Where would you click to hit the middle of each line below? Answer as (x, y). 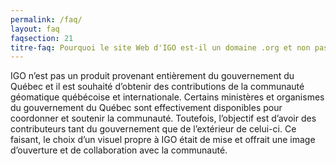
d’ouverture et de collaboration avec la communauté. (119, 150)
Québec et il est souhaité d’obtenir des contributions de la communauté (157, 87)
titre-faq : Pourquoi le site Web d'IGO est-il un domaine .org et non (160, 47)
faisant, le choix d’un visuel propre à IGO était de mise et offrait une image (163, 140)
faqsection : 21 (42, 38)
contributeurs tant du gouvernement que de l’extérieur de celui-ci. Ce (153, 129)
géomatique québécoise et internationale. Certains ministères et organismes (167, 97)
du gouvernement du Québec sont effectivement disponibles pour (146, 108)
